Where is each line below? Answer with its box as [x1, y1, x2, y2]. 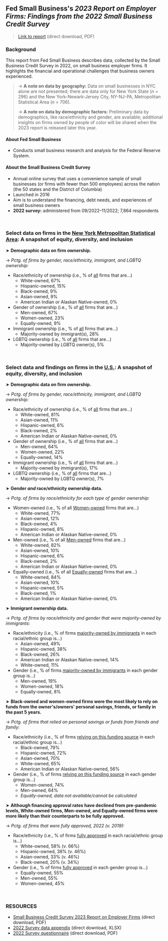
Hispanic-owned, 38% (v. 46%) [20, 849, 86, 855]
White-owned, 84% [20, 574, 61, 580]
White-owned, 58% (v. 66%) [20, 843, 79, 849]
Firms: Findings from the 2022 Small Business [5, 12, 153, 21]
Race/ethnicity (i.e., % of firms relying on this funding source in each [12, 734, 155, 740]
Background [5, 46, 36, 53]
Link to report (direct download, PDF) [17, 33, 94, 39]
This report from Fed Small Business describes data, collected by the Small [5, 57, 160, 63]
